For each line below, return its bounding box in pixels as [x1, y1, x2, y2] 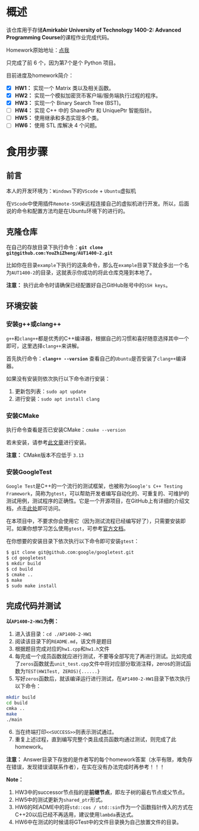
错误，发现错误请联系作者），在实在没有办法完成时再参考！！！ [11, 763, 165, 770]
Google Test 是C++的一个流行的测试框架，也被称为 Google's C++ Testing [6, 482, 183, 489]
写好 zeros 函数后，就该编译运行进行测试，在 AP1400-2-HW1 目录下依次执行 [14, 675, 191, 683]
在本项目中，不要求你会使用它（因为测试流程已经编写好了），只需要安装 [6, 517, 181, 525]
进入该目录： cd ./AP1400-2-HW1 [14, 630, 92, 638]
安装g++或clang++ [6, 320, 61, 328]
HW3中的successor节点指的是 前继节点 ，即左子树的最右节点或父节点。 [14, 788, 188, 796]
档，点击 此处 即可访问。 [6, 505, 64, 512]
